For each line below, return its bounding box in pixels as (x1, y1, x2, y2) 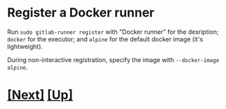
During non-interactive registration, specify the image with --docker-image (7, 55, 220, 63)
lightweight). (7, 42, 43, 50)
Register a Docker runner (7, 5, 155, 21)
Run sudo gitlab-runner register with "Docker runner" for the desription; (7, 28, 219, 36)
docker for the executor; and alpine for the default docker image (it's (7, 34, 203, 43)
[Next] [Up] (7, 88, 73, 103)
